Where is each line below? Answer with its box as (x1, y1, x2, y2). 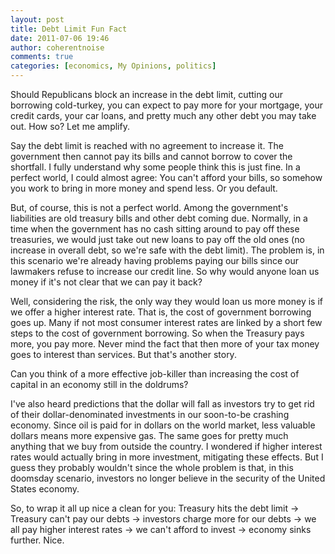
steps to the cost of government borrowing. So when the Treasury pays (10, 327, 305, 339)
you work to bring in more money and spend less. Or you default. (10, 182, 278, 194)
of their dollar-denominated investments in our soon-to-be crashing (10, 409, 290, 420)
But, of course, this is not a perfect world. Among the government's (10, 202, 289, 213)
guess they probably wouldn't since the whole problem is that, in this (10, 462, 294, 473)
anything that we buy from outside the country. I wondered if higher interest (10, 441, 323, 452)
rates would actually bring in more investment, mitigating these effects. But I (10, 451, 324, 463)
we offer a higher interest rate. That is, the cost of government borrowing (10, 306, 312, 318)
